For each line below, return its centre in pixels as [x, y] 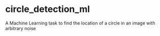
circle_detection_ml [48, 9]
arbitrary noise [21, 28]
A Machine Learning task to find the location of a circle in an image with [80, 23]
